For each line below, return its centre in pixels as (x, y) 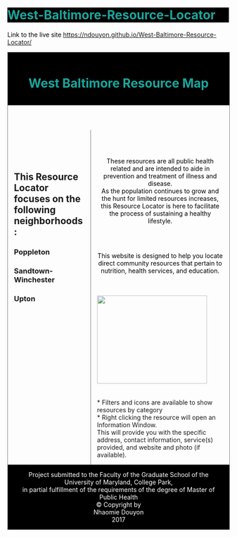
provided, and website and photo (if (149, 447)
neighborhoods (48, 221)
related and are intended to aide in (160, 168)
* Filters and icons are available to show (155, 402)
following (35, 210)
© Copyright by (118, 505)
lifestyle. (160, 221)
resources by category (130, 409)
